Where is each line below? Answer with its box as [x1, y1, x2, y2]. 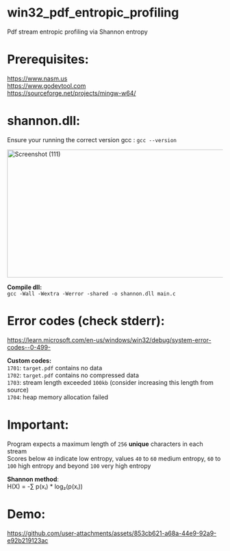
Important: [7, 417, 69, 432]
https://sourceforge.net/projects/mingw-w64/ [7, 89, 136, 97]
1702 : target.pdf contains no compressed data [7, 371, 139, 379]
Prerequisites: [7, 52, 89, 67]
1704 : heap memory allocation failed [7, 393, 108, 401]
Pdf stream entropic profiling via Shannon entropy [7, 27, 149, 36]
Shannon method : [7, 475, 60, 483]
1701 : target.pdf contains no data [7, 363, 103, 372]
